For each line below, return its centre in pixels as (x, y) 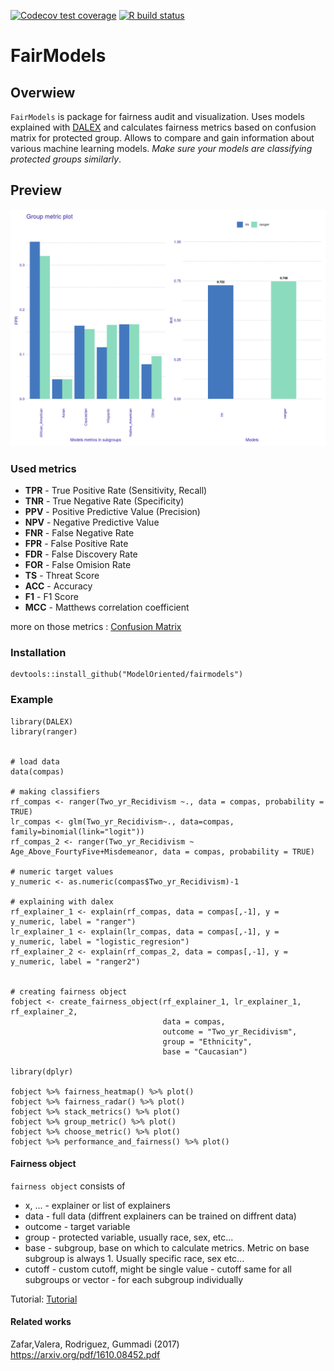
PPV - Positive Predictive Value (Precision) (112, 512)
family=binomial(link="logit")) (77, 831)
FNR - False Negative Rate (79, 533)
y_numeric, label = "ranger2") (75, 961)
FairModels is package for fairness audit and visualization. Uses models (157, 116)
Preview (36, 190)
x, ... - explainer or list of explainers (97, 1205)
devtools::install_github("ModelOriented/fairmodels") (127, 675)
